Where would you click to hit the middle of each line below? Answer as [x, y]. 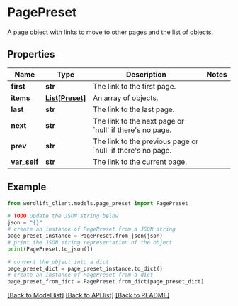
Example [27, 187]
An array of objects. [126, 98]
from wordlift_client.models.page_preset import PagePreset [98, 203]
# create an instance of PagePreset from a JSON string [91, 229]
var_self [25, 162]
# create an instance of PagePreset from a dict [80, 275]
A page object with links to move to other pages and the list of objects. [110, 32]
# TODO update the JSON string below [63, 216]
